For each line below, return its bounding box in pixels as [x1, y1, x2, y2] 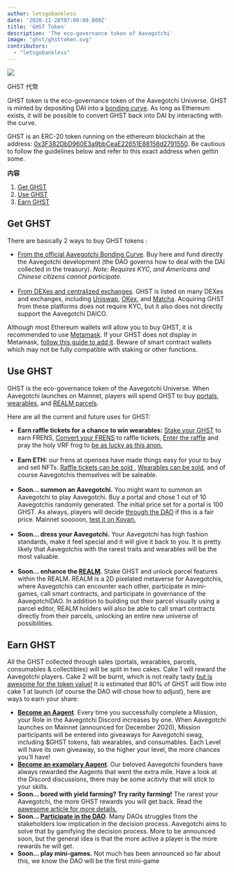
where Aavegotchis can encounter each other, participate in [17, 581, 191, 590]
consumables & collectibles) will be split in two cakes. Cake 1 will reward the [7, 665, 226, 674]
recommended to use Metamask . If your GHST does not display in [7, 330, 198, 339]
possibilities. [17, 619, 54, 627]
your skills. [17, 783, 49, 791]
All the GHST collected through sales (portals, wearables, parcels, [7, 657, 197, 666]
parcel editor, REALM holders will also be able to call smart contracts [17, 604, 215, 612]
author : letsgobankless [7, 10, 77, 17]
